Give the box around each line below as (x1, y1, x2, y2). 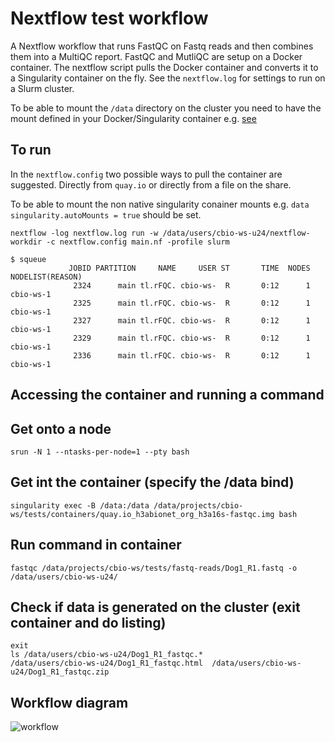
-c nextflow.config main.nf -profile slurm (46, 237, 230, 247)
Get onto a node (10, 420, 112, 437)
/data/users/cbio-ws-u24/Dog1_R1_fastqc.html (10, 658, 203, 669)
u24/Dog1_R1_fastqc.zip (10, 667, 110, 677)
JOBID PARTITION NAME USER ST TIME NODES (68, 263, 311, 273)
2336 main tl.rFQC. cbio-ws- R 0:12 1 (73, 350, 311, 361)
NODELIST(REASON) (10, 272, 83, 282)
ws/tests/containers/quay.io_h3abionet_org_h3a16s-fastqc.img (10, 509, 275, 519)
